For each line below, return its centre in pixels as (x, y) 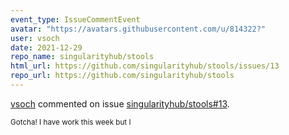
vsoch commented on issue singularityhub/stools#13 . (120, 103)
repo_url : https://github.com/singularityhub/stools (122, 76)
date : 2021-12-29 (46, 47)
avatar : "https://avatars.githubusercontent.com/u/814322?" (138, 29)
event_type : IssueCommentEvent (75, 19)
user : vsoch (35, 38)
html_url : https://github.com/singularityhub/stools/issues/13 (145, 66)
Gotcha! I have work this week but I (71, 122)
